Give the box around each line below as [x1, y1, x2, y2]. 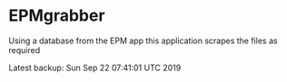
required [8, 44, 41, 55]
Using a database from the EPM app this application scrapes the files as [8, 35, 278, 46]
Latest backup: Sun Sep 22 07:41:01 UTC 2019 [8, 62, 182, 73]
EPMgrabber [8, 5, 105, 26]
